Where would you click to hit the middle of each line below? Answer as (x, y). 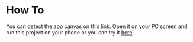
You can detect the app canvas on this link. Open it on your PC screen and (97, 26)
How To (25, 10)
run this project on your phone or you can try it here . (70, 32)
